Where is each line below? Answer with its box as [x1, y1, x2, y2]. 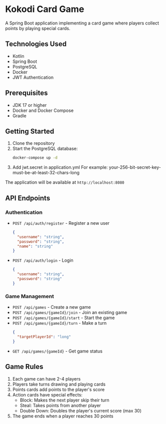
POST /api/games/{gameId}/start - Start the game [12, 315, 115, 321]
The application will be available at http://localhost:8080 [5, 179, 124, 185]
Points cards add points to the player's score [12, 386, 105, 393]
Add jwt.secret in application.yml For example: [12, 164, 108, 170]
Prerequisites [5, 89, 48, 97]
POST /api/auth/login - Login [12, 257, 73, 263]
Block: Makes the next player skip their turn [19, 397, 109, 403]
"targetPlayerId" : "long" [17, 334, 71, 339]
